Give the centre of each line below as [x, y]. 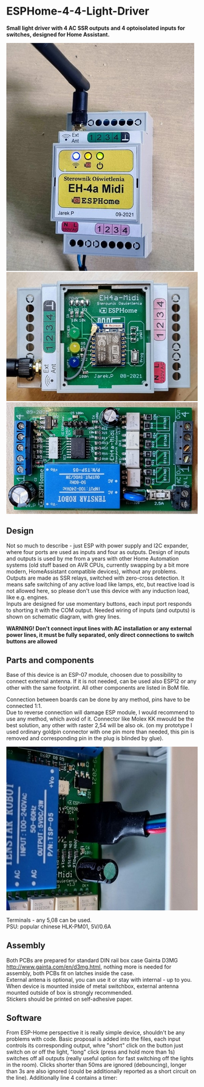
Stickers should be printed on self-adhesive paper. [70, 999]
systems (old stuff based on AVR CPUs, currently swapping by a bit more [98, 565]
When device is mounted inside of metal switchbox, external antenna [93, 986]
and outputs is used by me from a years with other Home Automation [93, 558]
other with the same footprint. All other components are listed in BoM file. [98, 688]
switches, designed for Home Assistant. [58, 34]
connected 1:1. [24, 706]
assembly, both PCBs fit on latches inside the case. [70, 973]
